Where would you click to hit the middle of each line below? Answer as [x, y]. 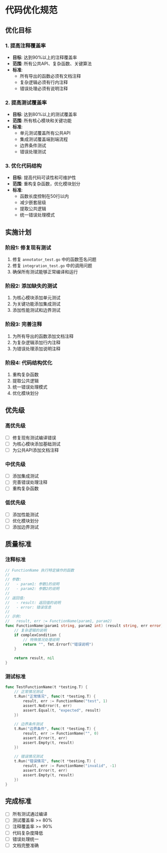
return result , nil [34, 658]
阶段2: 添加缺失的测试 [31, 286]
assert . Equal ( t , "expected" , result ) [62, 710]
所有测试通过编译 [30, 814]
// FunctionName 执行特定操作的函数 [40, 570]
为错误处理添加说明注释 [36, 349]
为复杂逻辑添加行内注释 [36, 342]
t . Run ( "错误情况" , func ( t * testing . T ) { [55, 761]
